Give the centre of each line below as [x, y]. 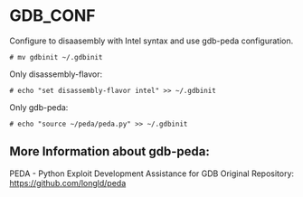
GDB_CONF [53, 16]
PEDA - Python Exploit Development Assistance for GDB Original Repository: [152, 174]
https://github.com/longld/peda [68, 183]
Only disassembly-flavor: [56, 74]
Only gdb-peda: [39, 107]
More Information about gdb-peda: [109, 151]
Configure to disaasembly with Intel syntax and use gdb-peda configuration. [151, 41]
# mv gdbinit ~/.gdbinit [56, 57]
